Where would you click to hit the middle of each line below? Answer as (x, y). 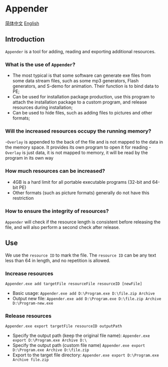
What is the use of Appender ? (40, 64)
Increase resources (29, 273)
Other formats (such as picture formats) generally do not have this (81, 193)
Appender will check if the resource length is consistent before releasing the (83, 222)
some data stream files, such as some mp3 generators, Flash (75, 81)
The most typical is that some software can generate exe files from (82, 75)
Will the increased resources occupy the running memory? (78, 131)
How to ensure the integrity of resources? (57, 211)
